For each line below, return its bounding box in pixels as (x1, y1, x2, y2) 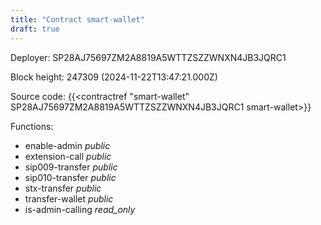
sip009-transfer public (24, 161, 118, 173)
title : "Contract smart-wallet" (10, 14, 145, 25)
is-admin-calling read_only (24, 203, 136, 215)
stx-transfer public (24, 182, 102, 194)
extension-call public (24, 150, 112, 162)
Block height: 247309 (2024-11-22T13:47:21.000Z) (10, 71, 218, 83)
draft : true (10, 24, 60, 34)
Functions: (10, 120, 54, 132)
